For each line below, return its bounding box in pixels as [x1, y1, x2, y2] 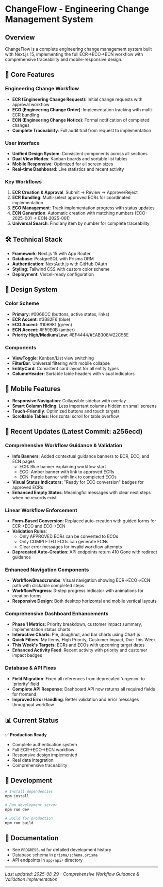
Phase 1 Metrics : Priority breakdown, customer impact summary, [12, 621, 142, 627]
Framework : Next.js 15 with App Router [12, 251, 91, 256]
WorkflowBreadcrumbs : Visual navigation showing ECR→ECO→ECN [12, 577, 150, 583]
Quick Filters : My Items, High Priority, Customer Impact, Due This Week [12, 637, 156, 643]
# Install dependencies [5, 789, 53, 794]
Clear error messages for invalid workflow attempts [19, 544, 122, 550]
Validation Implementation [5, 876, 58, 882]
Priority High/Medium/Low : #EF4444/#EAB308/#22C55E [12, 332, 129, 337]
